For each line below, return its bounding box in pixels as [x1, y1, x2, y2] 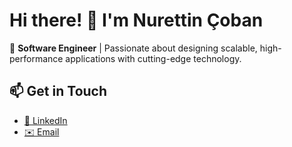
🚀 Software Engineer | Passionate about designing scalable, [9, 42, 258, 54]
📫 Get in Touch [9, 83, 108, 100]
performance [9, 52, 64, 64]
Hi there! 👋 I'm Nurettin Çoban [9, 9, 264, 32]
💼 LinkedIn [23, 114, 68, 126]
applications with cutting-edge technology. [65, 52, 242, 64]
